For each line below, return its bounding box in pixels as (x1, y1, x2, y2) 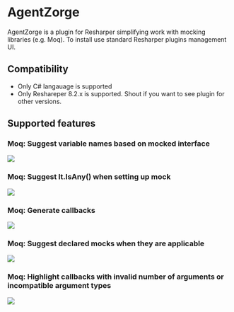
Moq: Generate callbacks (7, 205, 95, 215)
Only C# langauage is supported (17, 82, 112, 91)
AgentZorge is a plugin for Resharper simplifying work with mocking (7, 28, 206, 36)
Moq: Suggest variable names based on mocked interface (7, 139, 210, 149)
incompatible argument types (7, 281, 112, 291)
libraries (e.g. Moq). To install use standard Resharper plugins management (7, 35, 227, 43)
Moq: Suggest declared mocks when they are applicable (7, 238, 205, 248)
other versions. (17, 97, 62, 105)
